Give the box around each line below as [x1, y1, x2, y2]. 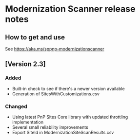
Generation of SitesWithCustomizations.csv [12, 91, 100, 97]
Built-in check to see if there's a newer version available [12, 86, 125, 91]
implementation [12, 119, 44, 125]
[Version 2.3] [5, 60, 46, 69]
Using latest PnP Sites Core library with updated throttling [12, 114, 128, 120]
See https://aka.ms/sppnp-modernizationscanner [5, 46, 104, 52]
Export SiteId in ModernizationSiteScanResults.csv [12, 129, 114, 135]
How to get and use [5, 33, 65, 41]
